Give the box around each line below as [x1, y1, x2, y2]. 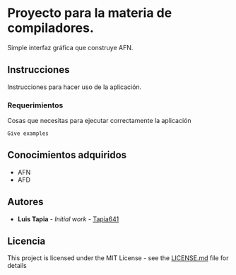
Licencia [7, 235, 46, 247]
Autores [7, 196, 44, 208]
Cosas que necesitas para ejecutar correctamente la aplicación [7, 117, 191, 125]
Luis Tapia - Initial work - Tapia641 [17, 214, 119, 223]
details [7, 262, 27, 270]
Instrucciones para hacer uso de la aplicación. [7, 83, 142, 91]
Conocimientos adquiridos [7, 149, 127, 161]
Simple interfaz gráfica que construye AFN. [7, 43, 134, 52]
